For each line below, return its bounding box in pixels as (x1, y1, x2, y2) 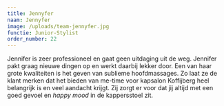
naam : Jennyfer (7, 17, 51, 23)
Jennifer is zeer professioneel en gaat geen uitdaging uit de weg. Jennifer (7, 54, 217, 63)
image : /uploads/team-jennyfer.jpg (7, 23, 110, 30)
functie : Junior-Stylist (7, 29, 79, 36)
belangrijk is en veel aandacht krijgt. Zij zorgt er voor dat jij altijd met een (7, 84, 214, 92)
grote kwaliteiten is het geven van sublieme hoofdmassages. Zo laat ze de (7, 70, 218, 78)
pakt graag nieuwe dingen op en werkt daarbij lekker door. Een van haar (7, 62, 212, 70)
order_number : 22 (7, 36, 57, 43)
